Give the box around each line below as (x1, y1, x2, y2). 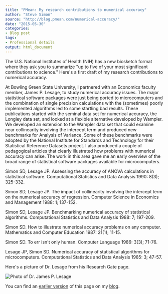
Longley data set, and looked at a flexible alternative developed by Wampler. (5, 116, 163, 122)
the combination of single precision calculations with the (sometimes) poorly (5, 100, 163, 106)
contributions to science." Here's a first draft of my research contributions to (5, 69, 163, 75)
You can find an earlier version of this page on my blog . (5, 283, 120, 289)
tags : (5, 36, 17, 41)
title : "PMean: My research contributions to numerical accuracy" (5, 7, 147, 13)
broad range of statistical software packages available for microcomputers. (5, 158, 160, 164)
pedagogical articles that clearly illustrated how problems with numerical (5, 148, 155, 154)
